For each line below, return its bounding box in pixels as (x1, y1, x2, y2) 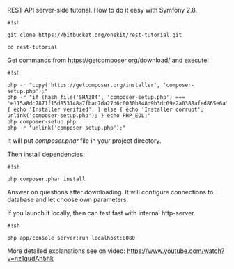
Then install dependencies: (7, 150, 85, 158)
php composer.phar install (7, 176, 86, 183)
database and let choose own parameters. (7, 195, 129, 203)
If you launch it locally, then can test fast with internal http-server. (7, 209, 196, 217)
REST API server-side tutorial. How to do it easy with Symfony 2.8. (7, 6, 198, 14)
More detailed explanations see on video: (7, 247, 125, 255)
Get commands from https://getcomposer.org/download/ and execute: (7, 56, 209, 64)
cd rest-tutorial (7, 44, 58, 51)
